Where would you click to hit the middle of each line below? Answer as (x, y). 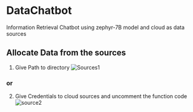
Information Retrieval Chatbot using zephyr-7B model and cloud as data (96, 27)
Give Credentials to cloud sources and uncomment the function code (101, 96)
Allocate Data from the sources (66, 53)
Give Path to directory (42, 67)
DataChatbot (39, 11)
